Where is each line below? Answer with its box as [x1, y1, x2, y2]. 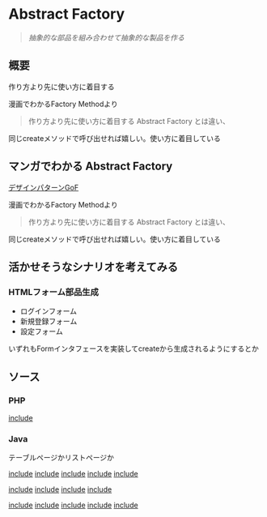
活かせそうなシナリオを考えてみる [8, 260, 178, 274]
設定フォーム [19, 327, 63, 336]
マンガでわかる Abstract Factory [8, 160, 173, 173]
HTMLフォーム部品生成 [8, 286, 100, 297]
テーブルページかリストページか [8, 453, 115, 463]
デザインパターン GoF [8, 182, 79, 192]
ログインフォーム [19, 306, 77, 316]
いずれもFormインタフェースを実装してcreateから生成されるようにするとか [8, 344, 259, 353]
